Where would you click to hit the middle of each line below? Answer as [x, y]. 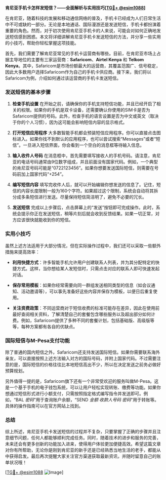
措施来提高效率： [22, 252]
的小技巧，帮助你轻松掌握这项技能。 [42, 43]
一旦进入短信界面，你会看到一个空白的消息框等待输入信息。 [83, 145]
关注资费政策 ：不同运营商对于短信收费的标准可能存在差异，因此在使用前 [86, 308]
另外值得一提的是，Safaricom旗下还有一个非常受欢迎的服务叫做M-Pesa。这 [82, 381]
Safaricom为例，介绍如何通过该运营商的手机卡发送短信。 [63, 78]
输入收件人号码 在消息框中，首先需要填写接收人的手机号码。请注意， [82, 156]
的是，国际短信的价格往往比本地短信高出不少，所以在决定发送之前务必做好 [85, 364]
